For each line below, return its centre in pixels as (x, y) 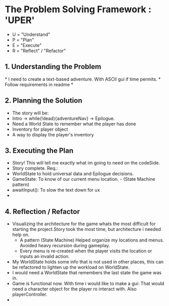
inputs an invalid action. (45, 256)
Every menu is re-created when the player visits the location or (86, 251)
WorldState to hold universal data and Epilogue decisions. (73, 174)
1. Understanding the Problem (53, 67)
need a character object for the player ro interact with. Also (74, 289)
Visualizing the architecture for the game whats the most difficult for (84, 224)
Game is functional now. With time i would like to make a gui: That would (88, 284)
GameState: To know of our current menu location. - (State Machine (83, 179)
